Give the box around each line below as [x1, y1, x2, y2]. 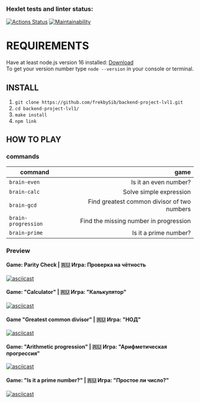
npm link [14, 119, 37, 125]
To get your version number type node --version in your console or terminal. [6, 65, 194, 73]
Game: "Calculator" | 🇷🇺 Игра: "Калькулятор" [6, 289, 127, 296]
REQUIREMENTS [6, 39, 89, 52]
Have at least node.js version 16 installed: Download [6, 59, 134, 66]
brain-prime [9, 229, 43, 236]
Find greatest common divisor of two [88, 197, 191, 206]
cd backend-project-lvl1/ [14, 106, 79, 112]
